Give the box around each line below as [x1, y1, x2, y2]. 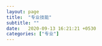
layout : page [6, 8, 39, 15]
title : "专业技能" [6, 14, 52, 20]
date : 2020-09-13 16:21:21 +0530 [6, 25, 97, 32]
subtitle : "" [6, 20, 39, 26]
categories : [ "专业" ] [6, 31, 59, 37]
